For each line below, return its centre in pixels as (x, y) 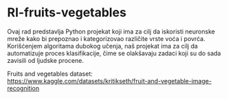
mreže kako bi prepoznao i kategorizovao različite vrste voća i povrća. (106, 38)
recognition (23, 88)
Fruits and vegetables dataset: (50, 74)
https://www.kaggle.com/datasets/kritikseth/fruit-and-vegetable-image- (110, 81)
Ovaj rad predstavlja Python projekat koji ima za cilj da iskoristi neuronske (111, 31)
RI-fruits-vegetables (67, 13)
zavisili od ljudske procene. (46, 60)
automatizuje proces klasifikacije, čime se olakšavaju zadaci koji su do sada (114, 53)
